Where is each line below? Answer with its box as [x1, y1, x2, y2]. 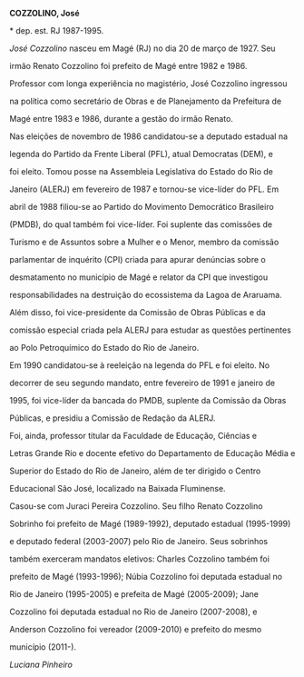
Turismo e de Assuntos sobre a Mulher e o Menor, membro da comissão [9, 236, 279, 247]
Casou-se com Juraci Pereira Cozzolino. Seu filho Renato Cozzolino [9, 501, 263, 512]
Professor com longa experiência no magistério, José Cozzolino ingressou [9, 78, 288, 89]
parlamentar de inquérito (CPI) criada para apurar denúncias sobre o [9, 254, 266, 264]
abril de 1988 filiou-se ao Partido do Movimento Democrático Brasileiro [9, 202, 274, 212]
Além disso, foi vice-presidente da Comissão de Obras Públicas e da [9, 307, 266, 317]
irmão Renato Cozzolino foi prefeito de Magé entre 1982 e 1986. [9, 61, 248, 71]
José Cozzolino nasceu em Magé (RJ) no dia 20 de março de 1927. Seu [9, 43, 276, 54]
